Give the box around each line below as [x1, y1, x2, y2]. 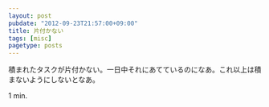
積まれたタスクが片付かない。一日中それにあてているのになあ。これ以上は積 [8, 65, 262, 75]
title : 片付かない [8, 27, 64, 35]
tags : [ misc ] [8, 34, 52, 43]
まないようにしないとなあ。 [8, 75, 100, 84]
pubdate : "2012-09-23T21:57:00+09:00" [8, 19, 138, 27]
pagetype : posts [8, 42, 63, 50]
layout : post [8, 11, 52, 20]
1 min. [8, 91, 28, 101]
